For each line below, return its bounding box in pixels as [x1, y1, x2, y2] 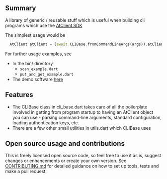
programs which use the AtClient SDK [5, 22, 83, 28]
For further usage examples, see [5, 51, 72, 57]
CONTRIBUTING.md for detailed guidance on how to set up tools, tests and [5, 163, 159, 169]
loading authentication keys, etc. [12, 119, 80, 126]
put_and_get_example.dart [19, 72, 74, 77]
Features [5, 90, 33, 99]
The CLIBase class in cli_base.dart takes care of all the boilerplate [12, 104, 148, 110]
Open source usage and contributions [5, 139, 125, 148]
